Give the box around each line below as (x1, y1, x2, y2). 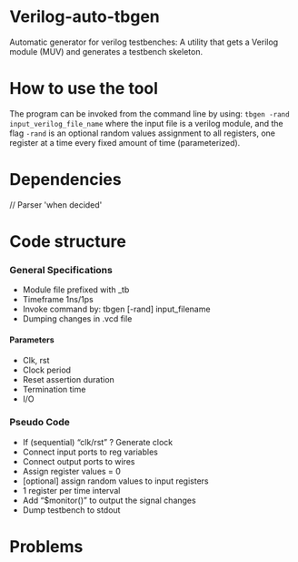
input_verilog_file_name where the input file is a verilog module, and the (9, 118, 283, 128)
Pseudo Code (9, 416, 71, 429)
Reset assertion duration (22, 373, 115, 384)
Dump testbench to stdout (22, 504, 121, 516)
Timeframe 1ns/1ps (22, 294, 94, 305)
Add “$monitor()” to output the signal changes (22, 495, 197, 506)
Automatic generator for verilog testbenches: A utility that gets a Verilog (9, 36, 279, 47)
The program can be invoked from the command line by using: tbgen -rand (9, 107, 290, 119)
